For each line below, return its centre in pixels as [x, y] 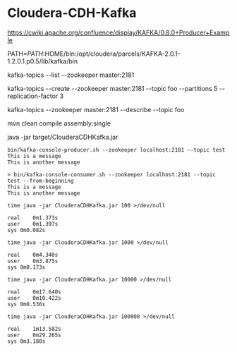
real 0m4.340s [33, 255]
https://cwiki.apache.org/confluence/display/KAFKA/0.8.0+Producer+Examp [119, 32]
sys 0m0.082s [26, 230]
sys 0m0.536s [26, 304]
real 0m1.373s [33, 218]
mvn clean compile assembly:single [59, 123]
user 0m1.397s [33, 224]
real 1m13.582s [34, 329]
